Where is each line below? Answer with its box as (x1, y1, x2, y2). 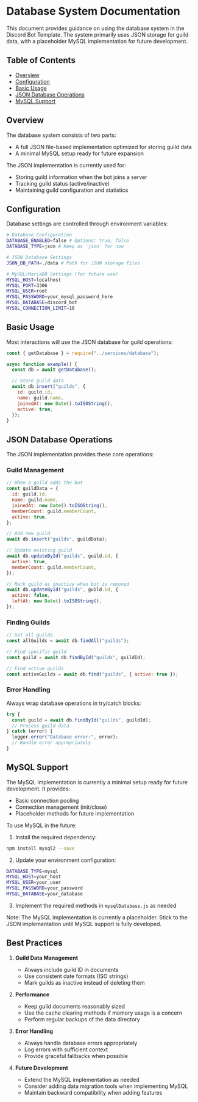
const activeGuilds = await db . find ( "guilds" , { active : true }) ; (6, 671, 179, 677)
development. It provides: (6, 785, 71, 792)
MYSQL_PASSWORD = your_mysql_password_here (6, 294, 113, 300)
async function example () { (6, 361, 78, 367)
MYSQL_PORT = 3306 (6, 282, 48, 288)
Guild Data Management (15, 954, 78, 962)
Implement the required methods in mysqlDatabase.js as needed (15, 902, 177, 909)
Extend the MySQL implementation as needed (24, 1076, 140, 1083)
